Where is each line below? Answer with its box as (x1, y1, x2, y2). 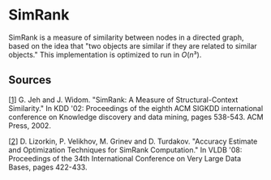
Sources (8, 73, 52, 87)
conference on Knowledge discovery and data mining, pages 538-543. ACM (8, 112, 264, 122)
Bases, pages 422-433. (8, 162, 88, 172)
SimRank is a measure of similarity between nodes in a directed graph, (8, 32, 244, 42)
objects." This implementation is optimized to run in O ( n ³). (8, 49, 202, 59)
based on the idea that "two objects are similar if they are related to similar (8, 41, 257, 50)
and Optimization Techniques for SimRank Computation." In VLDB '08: (8, 144, 243, 155)
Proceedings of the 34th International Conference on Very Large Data (8, 153, 242, 163)
